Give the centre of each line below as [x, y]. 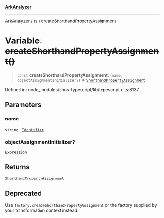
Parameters [23, 105]
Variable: [24, 41]
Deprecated [23, 193]
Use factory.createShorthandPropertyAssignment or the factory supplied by [81, 205]
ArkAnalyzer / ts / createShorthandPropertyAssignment [61, 21]
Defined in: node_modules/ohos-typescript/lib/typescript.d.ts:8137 [72, 89]
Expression [16, 152]
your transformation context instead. [42, 210]
